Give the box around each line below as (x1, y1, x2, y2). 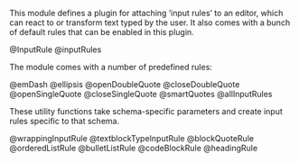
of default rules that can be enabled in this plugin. (9, 27, 194, 37)
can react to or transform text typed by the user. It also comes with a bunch (9, 17, 291, 28)
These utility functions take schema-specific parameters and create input (9, 106, 283, 116)
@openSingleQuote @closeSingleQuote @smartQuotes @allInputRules (9, 89, 273, 99)
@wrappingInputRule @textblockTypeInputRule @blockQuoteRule (9, 133, 255, 143)
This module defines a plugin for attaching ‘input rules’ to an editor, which (9, 8, 284, 18)
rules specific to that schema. (9, 116, 120, 126)
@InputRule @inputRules (9, 44, 102, 55)
